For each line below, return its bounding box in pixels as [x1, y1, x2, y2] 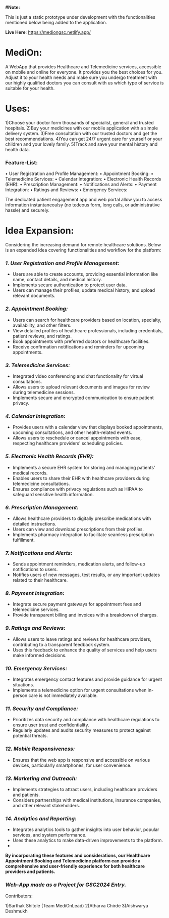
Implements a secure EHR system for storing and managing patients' [12, 464, 155, 470]
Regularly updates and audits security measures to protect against [12, 727, 151, 733]
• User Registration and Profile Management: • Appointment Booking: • [5, 170, 154, 177]
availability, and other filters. [12, 322, 72, 328]
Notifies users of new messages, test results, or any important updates [12, 572, 160, 578]
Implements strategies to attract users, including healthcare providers [12, 786, 157, 792]
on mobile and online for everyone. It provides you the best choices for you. [5, 69, 163, 75]
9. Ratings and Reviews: [5, 625, 66, 632]
